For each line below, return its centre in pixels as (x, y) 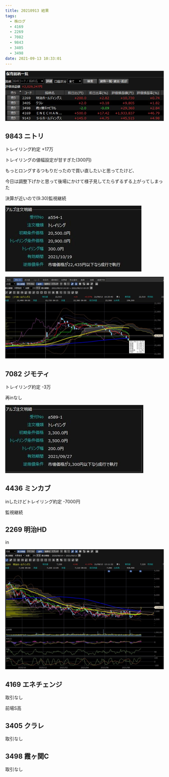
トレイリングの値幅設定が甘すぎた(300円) (49, 160)
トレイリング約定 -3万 (28, 387)
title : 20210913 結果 (27, 11)
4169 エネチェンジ (34, 685)
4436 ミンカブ (28, 489)
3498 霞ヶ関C (27, 756)
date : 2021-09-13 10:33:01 (33, 58)
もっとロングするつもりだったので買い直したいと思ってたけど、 (71, 171)
